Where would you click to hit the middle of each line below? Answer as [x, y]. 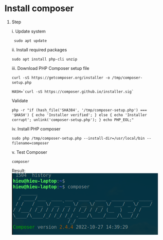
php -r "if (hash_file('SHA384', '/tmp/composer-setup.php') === [79, 110]
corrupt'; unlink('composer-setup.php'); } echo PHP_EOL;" [73, 120]
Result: [18, 171]
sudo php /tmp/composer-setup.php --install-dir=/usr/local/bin [78, 138]
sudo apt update [30, 41]
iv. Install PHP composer [36, 128]
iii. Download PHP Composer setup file [50, 68]
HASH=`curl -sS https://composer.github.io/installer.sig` [73, 92]
